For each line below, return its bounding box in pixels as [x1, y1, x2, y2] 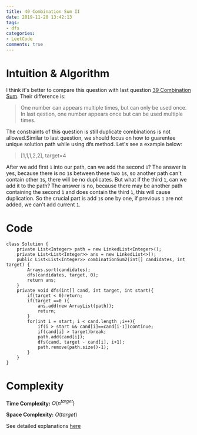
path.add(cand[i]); [37, 334, 85, 340]
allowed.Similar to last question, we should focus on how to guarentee [6, 134, 176, 141]
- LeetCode [6, 36, 33, 42]
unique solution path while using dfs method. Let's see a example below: [6, 140, 182, 147]
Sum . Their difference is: [6, 93, 66, 100]
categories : [6, 31, 35, 37]
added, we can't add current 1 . [6, 201, 81, 208]
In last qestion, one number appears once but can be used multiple [20, 110, 183, 117]
